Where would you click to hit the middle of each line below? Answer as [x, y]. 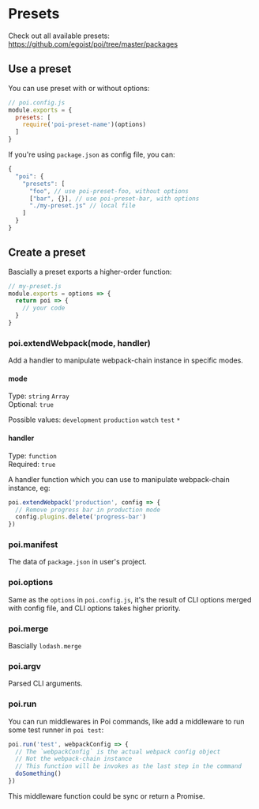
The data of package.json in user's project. [78, 562]
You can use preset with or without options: [79, 88]
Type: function [33, 455]
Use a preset [40, 69]
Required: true [32, 464]
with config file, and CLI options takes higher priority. [94, 608]
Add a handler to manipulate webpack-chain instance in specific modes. [126, 360]
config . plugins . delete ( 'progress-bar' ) [81, 517]
